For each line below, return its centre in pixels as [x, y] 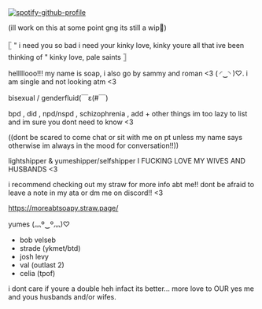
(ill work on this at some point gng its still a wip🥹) [87, 28]
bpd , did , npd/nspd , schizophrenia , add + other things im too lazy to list [128, 114]
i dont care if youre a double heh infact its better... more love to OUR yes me [131, 289]
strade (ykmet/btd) [50, 248]
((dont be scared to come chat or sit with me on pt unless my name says [125, 138]
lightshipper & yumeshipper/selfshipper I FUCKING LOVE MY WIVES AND [127, 161]
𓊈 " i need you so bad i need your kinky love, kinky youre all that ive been [126, 46]
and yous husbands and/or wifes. [62, 297]
